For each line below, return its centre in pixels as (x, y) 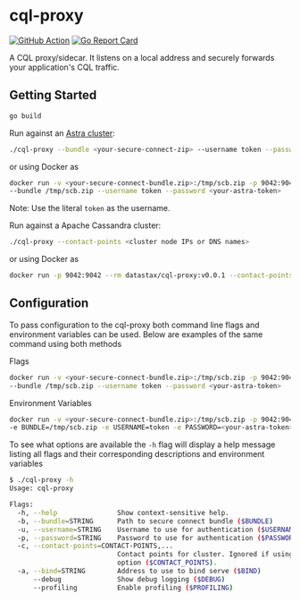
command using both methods (66, 343)
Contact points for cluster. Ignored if (193, 554)
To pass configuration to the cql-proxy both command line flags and (135, 325)
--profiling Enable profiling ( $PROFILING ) (133, 588)
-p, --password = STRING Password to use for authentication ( (139, 538)
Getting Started (53, 95)
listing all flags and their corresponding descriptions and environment (137, 454)
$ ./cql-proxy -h (42, 480)
